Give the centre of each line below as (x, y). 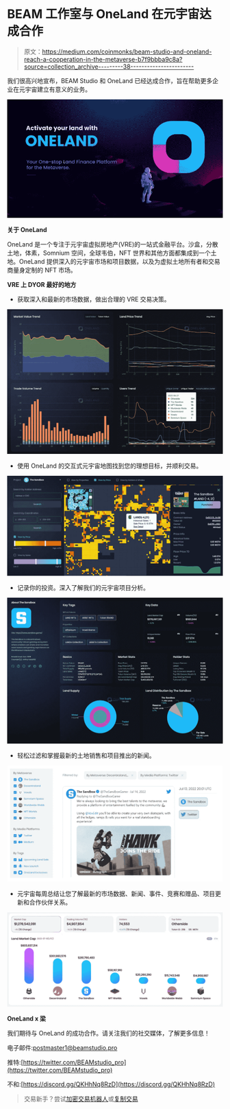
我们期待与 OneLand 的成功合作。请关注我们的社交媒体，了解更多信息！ (108, 1033)
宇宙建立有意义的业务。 (58, 89)
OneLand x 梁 (27, 1018)
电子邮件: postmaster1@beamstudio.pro (62, 1047)
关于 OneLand (27, 230)
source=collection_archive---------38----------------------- (109, 67)
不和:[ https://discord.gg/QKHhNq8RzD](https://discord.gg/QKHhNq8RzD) (111, 1084)
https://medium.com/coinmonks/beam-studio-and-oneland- (127, 52)
